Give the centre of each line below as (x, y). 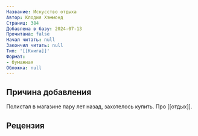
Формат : (16, 57)
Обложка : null (24, 68)
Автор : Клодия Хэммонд (35, 17)
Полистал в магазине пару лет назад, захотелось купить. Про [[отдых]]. (99, 107)
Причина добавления (49, 92)
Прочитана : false (28, 34)
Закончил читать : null (35, 46)
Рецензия (25, 125)
